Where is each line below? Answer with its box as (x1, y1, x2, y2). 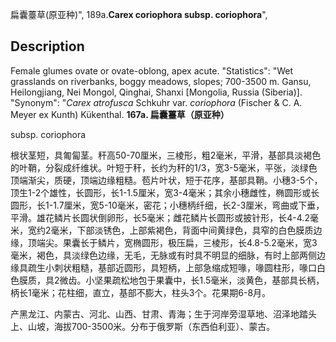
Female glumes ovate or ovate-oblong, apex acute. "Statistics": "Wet (10, 64, 293, 77)
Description (10, 38, 85, 55)
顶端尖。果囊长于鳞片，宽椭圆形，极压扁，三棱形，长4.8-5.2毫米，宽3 (27, 236, 318, 248)
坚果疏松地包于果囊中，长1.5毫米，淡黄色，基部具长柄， (94, 274, 325, 286)
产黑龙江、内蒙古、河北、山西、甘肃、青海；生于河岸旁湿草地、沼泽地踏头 (10, 308, 317, 320)
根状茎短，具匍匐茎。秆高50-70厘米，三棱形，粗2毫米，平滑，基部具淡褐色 (10, 149, 322, 161)
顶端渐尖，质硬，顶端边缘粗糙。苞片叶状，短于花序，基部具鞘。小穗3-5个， (10, 174, 323, 186)
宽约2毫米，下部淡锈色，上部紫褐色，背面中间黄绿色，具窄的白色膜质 (27, 224, 314, 236)
